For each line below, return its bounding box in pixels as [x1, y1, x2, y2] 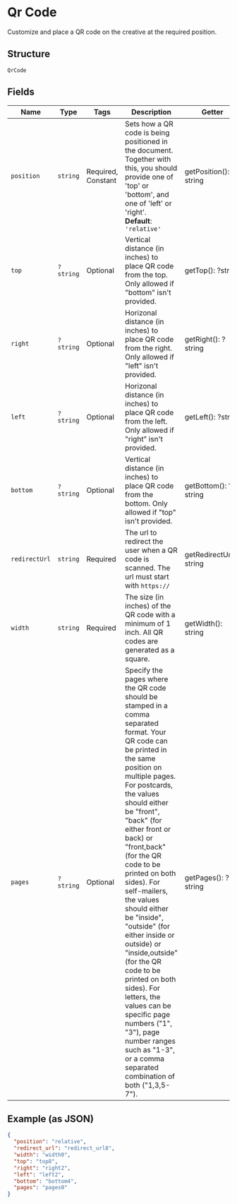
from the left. [124, 416, 168, 426]
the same [124, 753, 156, 763]
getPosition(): [184, 167, 230, 177]
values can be [124, 1001, 171, 1011]
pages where [124, 674, 169, 684]
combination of [124, 1071, 175, 1081]
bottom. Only [124, 499, 168, 508]
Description [131, 107, 171, 117]
